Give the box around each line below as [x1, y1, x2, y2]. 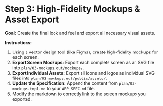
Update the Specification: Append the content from [12, 80, 118, 86]
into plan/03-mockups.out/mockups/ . [12, 65, 84, 71]
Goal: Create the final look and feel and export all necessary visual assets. [5, 30, 156, 36]
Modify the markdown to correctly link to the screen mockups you [12, 91, 146, 97]
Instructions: [5, 39, 32, 45]
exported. [12, 96, 32, 102]
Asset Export [5, 14, 59, 25]
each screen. [12, 54, 39, 60]
